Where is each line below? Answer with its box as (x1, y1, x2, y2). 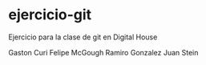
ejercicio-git (8, 6, 92, 24)
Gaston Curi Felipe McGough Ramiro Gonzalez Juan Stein (8, 47, 199, 57)
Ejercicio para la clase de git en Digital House (8, 32, 158, 42)
